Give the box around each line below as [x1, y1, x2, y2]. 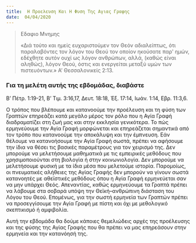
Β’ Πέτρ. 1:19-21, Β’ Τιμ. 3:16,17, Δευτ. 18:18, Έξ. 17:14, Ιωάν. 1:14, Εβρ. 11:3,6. [6, 95, 188, 102]
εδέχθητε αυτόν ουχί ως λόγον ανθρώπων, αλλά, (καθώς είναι [20, 54, 177, 61]
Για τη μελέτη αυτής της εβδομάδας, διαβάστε [6, 81, 145, 89]
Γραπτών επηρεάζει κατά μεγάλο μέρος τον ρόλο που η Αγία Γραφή [6, 112, 173, 119]
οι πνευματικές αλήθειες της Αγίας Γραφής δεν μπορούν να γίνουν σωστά [6, 168, 189, 175]
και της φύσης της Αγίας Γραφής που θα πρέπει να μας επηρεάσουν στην [6, 224, 187, 231]
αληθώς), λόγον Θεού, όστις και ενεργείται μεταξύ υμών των [20, 60, 172, 68]
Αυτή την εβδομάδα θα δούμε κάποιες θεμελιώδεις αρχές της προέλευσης [6, 217, 190, 224]
